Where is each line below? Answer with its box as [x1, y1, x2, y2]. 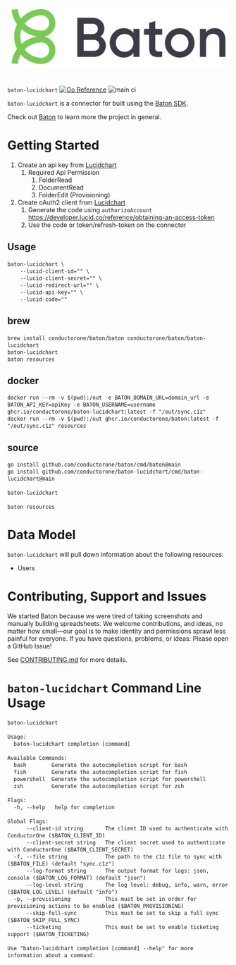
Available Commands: [7, 754, 68, 761]
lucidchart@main [7, 475, 55, 483]
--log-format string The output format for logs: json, [25, 867, 210, 874]
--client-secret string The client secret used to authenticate [25, 839, 225, 846]
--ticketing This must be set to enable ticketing [25, 923, 219, 930]
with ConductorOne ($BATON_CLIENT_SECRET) [7, 846, 134, 853]
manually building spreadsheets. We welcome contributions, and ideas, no [7, 620, 223, 628]
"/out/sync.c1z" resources [7, 422, 87, 430]
